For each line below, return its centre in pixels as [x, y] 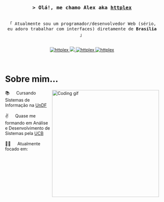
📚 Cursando [20, 93]
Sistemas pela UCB [24, 134]
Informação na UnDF [26, 105]
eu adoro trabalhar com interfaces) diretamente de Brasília [82, 29]
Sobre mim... [32, 79]
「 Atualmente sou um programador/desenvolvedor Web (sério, [82, 24]
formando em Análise [27, 123]
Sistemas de [18, 100]
